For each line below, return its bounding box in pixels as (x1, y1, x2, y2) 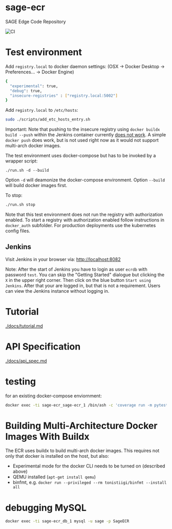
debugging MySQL (5, 502, 87, 514)
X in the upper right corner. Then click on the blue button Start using (5, 277, 151, 283)
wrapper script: (5, 158, 38, 164)
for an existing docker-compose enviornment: (5, 393, 102, 399)
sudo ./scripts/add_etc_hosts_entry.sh (5, 117, 91, 122)
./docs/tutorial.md (5, 322, 44, 329)
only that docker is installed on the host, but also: (5, 453, 109, 459)
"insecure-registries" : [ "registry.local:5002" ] (10, 93, 118, 98)
